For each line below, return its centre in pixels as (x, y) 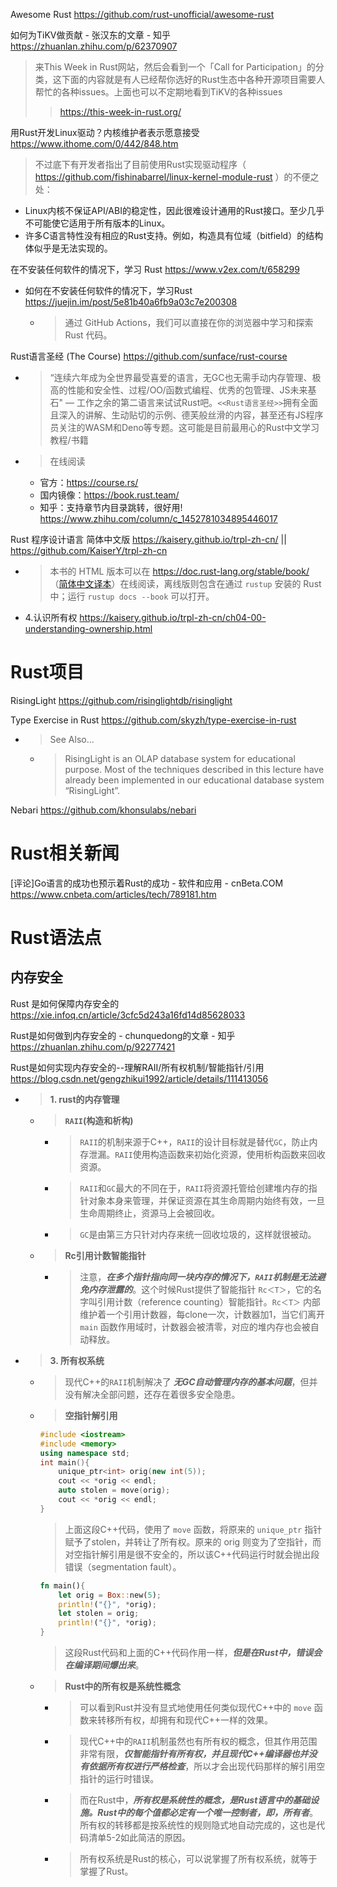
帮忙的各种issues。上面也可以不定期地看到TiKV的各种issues (158, 92)
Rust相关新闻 (65, 853)
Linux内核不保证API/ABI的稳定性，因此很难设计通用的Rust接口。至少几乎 (174, 210)
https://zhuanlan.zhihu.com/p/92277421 (93, 1046)
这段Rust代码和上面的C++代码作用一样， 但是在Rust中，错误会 (193, 1652)
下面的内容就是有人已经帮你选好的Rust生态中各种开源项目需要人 (193, 79)
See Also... (72, 739)
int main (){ (64, 1462)
